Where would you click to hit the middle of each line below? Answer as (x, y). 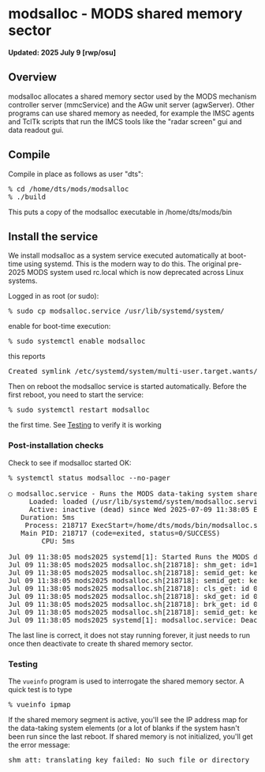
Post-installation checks (56, 446)
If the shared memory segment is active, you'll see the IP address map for (128, 719)
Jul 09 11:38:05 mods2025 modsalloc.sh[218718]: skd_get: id (129, 596)
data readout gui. (36, 130)
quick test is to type (40, 689)
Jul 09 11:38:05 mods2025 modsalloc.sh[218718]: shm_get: (123, 565)
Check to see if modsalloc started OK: (70, 462)
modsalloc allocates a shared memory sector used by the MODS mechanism (132, 96)
